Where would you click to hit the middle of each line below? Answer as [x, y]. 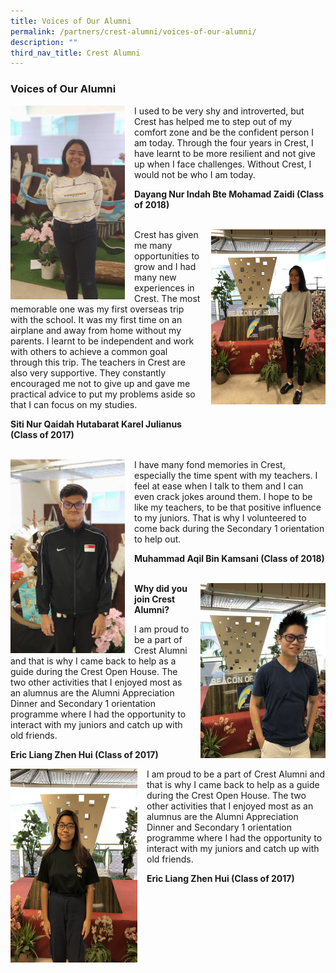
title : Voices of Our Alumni [71, 21]
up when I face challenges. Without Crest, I [223, 164]
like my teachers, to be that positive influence [228, 507]
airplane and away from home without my [96, 330]
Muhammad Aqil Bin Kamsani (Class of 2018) [229, 558]
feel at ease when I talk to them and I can [219, 486]
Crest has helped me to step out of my [213, 121]
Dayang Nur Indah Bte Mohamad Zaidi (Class [229, 194]
